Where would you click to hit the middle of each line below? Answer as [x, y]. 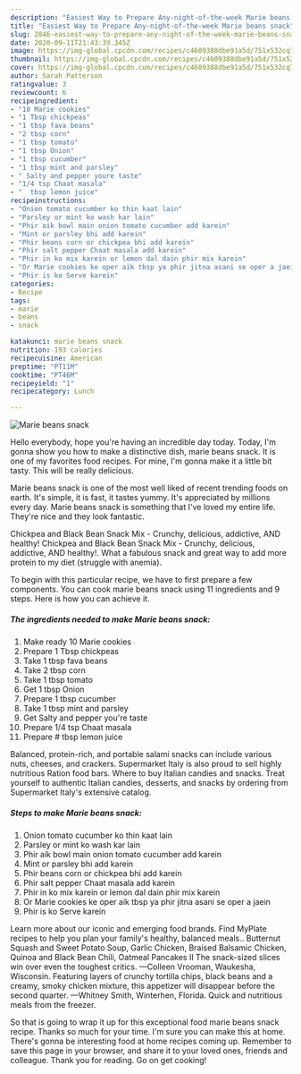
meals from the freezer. [53, 1005]
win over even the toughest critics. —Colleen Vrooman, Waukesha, [133, 967]
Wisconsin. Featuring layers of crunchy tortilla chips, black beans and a [142, 976]
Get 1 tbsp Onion [54, 689]
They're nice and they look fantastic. [78, 516]
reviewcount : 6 [38, 92]
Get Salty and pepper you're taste [85, 718]
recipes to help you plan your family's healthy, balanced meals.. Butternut [145, 938]
